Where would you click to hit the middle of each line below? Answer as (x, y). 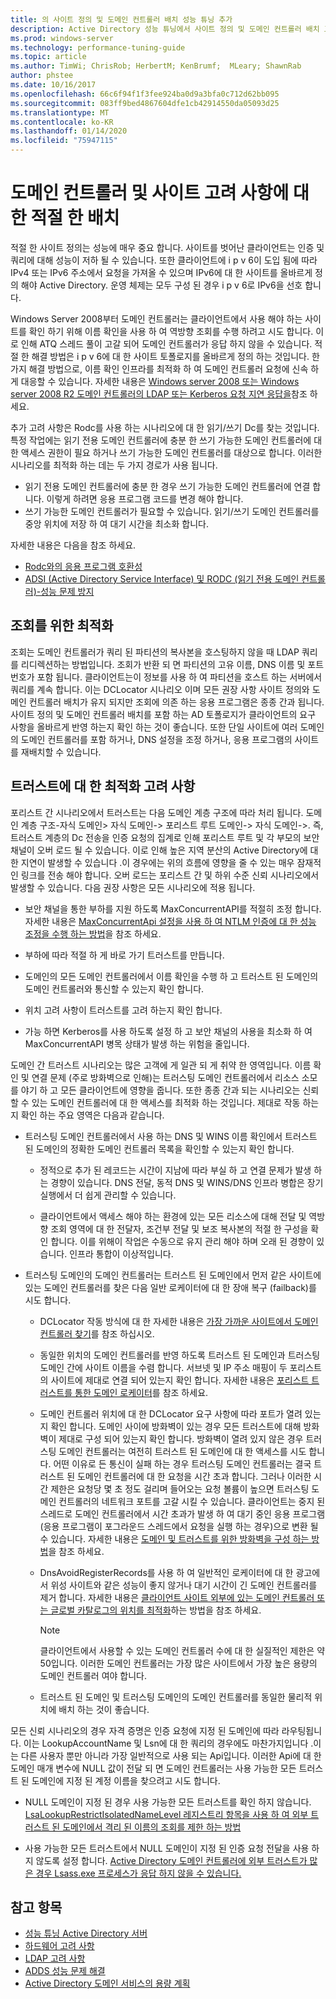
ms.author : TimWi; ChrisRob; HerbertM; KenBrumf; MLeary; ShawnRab (156, 66)
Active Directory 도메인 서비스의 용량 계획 (107, 1983)
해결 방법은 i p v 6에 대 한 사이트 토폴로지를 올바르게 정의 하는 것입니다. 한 (175, 356)
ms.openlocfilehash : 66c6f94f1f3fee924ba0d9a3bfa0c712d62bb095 (145, 94)
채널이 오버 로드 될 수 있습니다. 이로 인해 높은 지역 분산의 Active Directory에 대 (164, 850)
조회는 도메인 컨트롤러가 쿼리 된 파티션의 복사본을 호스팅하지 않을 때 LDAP (155, 652)
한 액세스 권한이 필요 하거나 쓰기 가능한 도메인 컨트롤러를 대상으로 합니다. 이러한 (166, 452)
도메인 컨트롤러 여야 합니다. (93, 1675)
